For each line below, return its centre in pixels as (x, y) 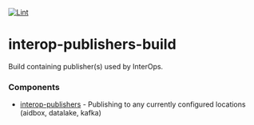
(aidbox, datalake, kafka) (61, 113)
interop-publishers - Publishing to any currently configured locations (133, 104)
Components (34, 87)
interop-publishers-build (93, 45)
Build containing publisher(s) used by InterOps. (86, 66)
